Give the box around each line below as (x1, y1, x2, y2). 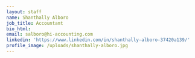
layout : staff (6, 8, 42, 15)
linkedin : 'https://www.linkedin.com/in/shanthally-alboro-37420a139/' (6, 37, 190, 43)
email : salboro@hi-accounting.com (6, 31, 94, 37)
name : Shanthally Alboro (6, 14, 69, 21)
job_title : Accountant (6, 20, 63, 26)
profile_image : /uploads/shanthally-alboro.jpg (6, 43, 129, 49)
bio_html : (6, 25, 31, 32)
